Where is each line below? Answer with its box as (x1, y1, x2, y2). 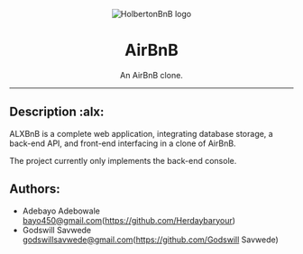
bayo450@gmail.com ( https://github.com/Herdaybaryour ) (22, 214, 236, 225)
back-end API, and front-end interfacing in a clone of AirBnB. (9, 138, 236, 149)
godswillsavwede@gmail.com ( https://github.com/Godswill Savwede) (22, 234, 280, 245)
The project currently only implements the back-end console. (9, 155, 237, 166)
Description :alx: (9, 104, 105, 120)
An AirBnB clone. (120, 69, 183, 80)
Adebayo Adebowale (22, 205, 101, 216)
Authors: (9, 181, 60, 197)
